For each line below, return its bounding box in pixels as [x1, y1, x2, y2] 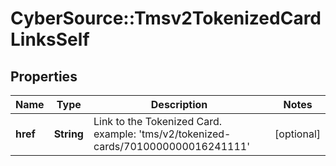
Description [150, 98, 208, 111]
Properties [10, 68, 78, 85]
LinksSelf [10, 28, 90, 51]
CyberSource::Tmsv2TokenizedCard [10, 7, 322, 30]
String [53, 127, 84, 141]
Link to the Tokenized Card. [93, 115, 222, 128]
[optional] [274, 127, 321, 141]
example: [93, 127, 137, 141]
